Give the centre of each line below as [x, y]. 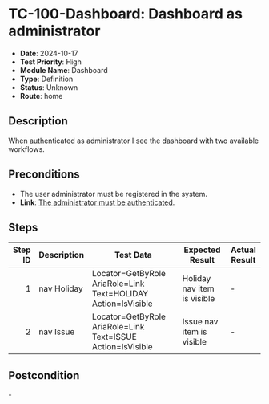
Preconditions [44, 175]
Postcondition [44, 375]
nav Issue [57, 332]
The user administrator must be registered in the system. [114, 194]
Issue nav [200, 322]
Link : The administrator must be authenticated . [97, 202]
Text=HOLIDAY [120, 294]
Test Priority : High [50, 62]
